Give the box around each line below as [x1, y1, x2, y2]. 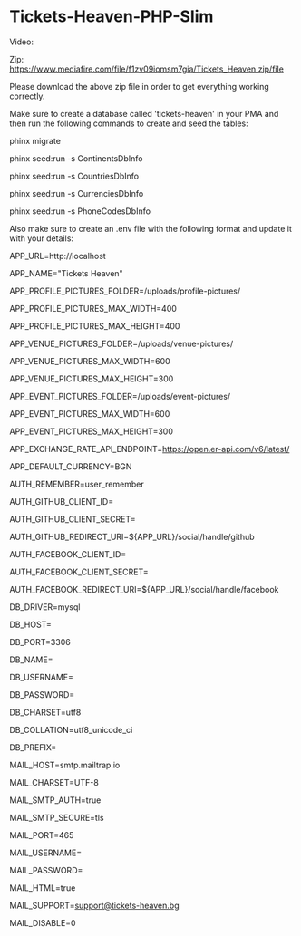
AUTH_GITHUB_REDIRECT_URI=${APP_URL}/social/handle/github [9, 531, 256, 542]
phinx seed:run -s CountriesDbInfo [9, 170, 139, 181]
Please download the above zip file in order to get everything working [9, 81, 269, 92]
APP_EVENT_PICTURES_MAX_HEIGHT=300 [9, 426, 174, 437]
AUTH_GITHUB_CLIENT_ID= [9, 496, 114, 507]
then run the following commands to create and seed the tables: [9, 118, 249, 129]
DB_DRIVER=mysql [9, 601, 81, 613]
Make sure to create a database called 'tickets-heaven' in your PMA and [9, 108, 279, 119]
